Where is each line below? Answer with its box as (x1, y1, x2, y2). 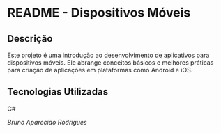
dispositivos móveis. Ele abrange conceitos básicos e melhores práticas (7, 58, 214, 67)
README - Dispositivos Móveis (7, 5, 191, 21)
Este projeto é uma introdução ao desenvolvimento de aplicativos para (7, 51, 210, 59)
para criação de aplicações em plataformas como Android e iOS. (7, 66, 193, 74)
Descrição (7, 33, 53, 45)
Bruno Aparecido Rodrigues (7, 118, 87, 126)
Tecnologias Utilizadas (7, 86, 109, 98)
